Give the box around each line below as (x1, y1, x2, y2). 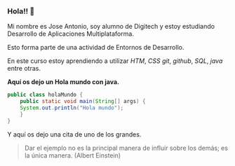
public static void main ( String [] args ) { (20, 98, 146, 105)
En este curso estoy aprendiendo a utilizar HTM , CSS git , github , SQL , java (7, 57, 223, 65)
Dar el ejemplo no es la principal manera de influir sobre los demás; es (24, 144, 228, 152)
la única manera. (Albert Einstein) (24, 151, 121, 160)
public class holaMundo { (7, 91, 83, 99)
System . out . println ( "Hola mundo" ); (20, 104, 124, 111)
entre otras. (7, 64, 41, 73)
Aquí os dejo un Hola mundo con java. (7, 78, 119, 86)
